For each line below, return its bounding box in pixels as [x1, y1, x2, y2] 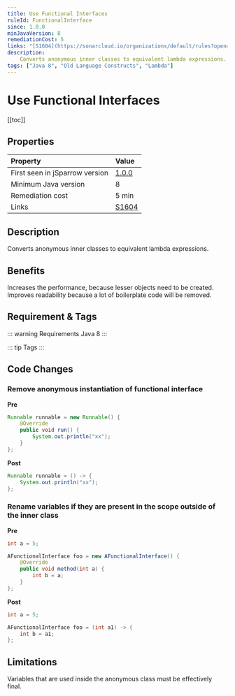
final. [7, 682, 22, 690]
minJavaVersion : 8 [7, 29, 61, 37]
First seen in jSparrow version [10, 168, 108, 178]
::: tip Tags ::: [7, 343, 45, 351]
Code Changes [7, 363, 73, 375]
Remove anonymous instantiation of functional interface [7, 384, 204, 394]
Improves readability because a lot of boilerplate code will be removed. [7, 291, 212, 299]
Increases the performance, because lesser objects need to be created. [7, 284, 214, 291]
